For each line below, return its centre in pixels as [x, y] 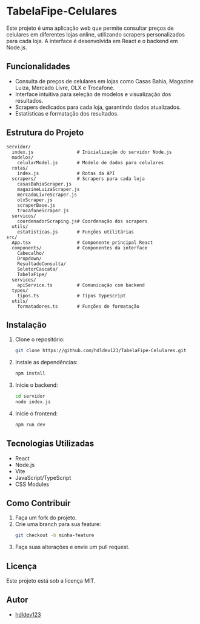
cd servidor [30, 397]
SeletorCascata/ [38, 269]
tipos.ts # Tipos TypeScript [72, 296]
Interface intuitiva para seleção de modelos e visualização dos [93, 94]
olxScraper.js [35, 200]
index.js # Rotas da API [66, 173]
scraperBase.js [36, 205]
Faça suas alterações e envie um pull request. [72, 547]
